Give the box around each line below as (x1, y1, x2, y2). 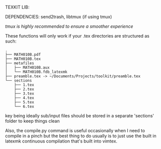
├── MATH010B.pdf (5, 52, 41, 57)
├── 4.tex (14, 96, 35, 100)
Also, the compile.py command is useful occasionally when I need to (5, 128, 145, 133)
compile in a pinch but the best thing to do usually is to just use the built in (5, 133, 157, 139)
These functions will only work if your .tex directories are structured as (5, 33, 150, 39)
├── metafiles (5, 61, 35, 66)
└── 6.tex (14, 104, 35, 109)
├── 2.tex (14, 87, 35, 92)
